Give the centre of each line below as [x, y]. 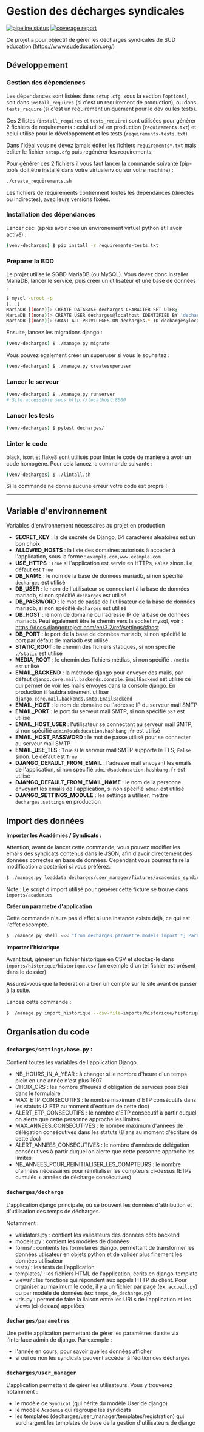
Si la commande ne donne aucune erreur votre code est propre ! [87, 486]
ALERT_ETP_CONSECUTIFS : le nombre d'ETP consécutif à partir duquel [106, 1113]
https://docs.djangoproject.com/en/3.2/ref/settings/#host [87, 628]
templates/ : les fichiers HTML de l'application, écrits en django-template [106, 1274]
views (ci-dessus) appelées [50, 1306]
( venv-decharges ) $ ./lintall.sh [49, 475]
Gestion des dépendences [46, 83]
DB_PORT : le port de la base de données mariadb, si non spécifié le [101, 634]
